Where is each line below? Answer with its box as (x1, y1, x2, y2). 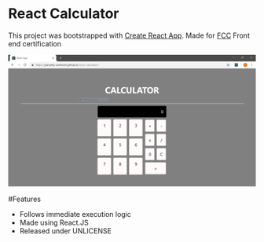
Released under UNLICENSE (19, 225, 112, 236)
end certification (8, 38, 61, 48)
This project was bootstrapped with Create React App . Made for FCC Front (8, 31, 250, 40)
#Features (8, 194, 42, 203)
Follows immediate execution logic (19, 209, 132, 218)
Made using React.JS (19, 218, 89, 227)
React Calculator (8, 5, 119, 23)
